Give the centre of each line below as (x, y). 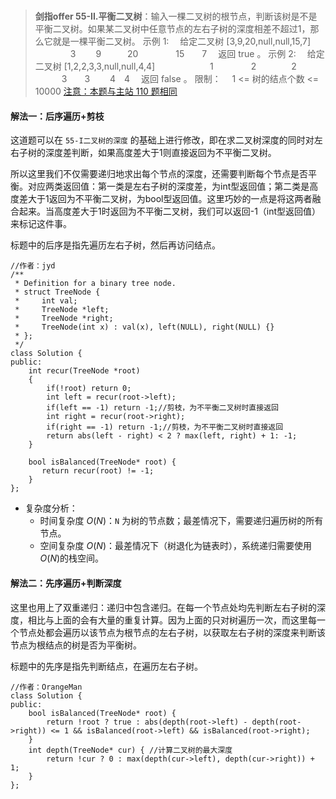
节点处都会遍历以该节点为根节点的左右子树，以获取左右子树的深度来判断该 (172, 632)
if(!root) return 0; (89, 389)
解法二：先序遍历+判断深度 (66, 583)
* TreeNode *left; (62, 310)
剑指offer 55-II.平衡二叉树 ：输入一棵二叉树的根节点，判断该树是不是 (176, 16)
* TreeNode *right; (64, 319)
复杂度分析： (51, 508)
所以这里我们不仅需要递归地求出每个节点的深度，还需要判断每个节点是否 (159, 174)
